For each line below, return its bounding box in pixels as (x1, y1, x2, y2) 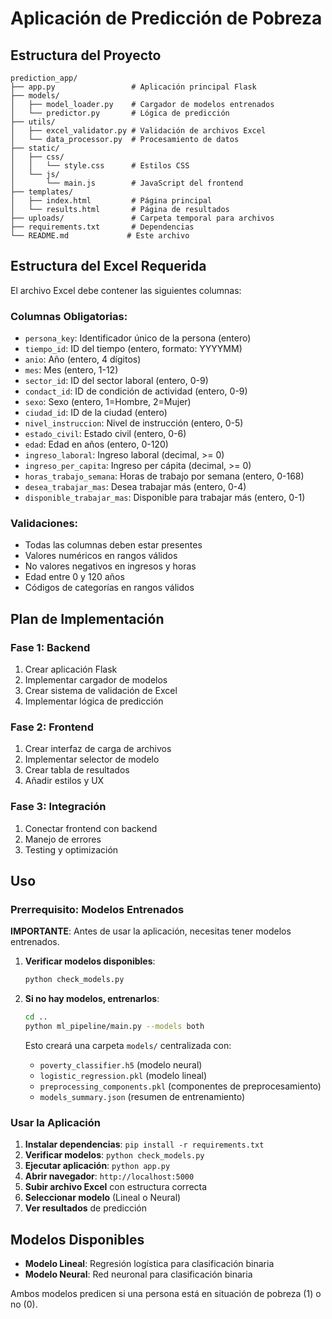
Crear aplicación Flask (24, 663, 118, 676)
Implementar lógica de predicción (24, 695, 164, 707)
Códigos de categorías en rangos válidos (24, 582, 195, 594)
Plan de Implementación (10, 610, 165, 627)
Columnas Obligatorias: (10, 309, 128, 323)
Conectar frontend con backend (24, 822, 158, 834)
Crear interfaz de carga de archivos (24, 743, 172, 755)
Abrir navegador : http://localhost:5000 (24, 1170, 195, 1182)
